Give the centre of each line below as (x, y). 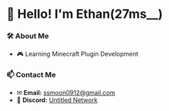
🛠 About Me (28, 36)
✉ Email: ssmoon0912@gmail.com (66, 92)
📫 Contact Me (31, 75)
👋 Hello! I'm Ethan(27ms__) (85, 14)
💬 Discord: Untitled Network (57, 100)
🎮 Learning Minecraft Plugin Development (78, 54)
